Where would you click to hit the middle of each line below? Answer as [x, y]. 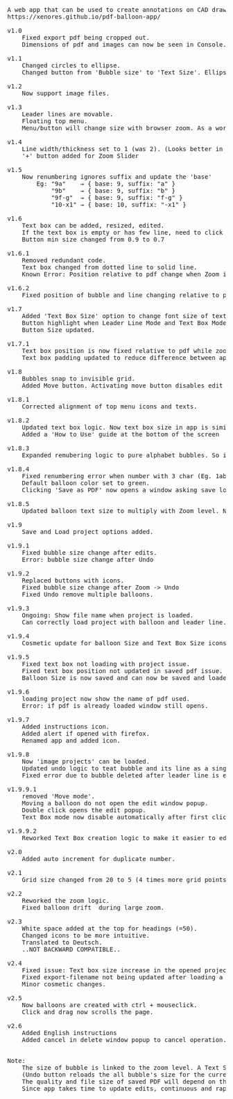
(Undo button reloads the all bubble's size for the [113, 1075]
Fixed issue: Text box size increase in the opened [111, 970]
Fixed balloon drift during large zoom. [93, 908]
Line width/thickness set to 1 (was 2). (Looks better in [122, 149]
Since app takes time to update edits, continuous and [117, 1089]
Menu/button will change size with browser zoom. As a [117, 128]
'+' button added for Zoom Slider [80, 156]
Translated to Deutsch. [62, 942]
